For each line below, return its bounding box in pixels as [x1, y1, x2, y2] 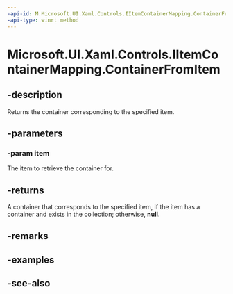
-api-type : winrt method [7, 17, 79, 24]
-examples [7, 254, 55, 266]
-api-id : [7, 10, 33, 17]
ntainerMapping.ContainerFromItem [7, 61, 221, 77]
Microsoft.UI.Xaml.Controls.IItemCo [7, 47, 219, 63]
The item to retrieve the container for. [7, 164, 114, 172]
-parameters [7, 127, 63, 139]
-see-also [7, 277, 51, 289]
